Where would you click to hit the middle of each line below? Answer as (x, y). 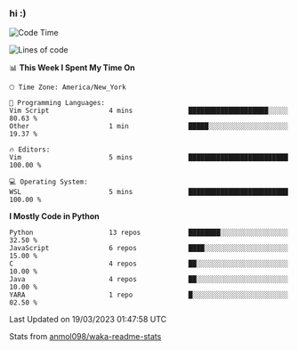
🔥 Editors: (30, 150)
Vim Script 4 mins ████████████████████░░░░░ (149, 111)
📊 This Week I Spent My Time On (72, 68)
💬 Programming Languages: (57, 103)
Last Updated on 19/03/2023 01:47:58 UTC (88, 320)
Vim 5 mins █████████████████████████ (149, 158)
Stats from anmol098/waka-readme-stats (85, 337)
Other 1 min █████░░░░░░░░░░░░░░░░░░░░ (149, 126)
